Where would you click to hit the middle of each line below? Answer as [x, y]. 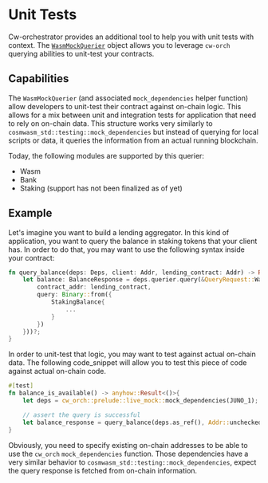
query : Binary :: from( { [75, 295]
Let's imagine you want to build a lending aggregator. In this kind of [119, 232]
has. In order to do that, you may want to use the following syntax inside [126, 249]
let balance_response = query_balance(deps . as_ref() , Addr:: [126, 422]
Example [30, 213]
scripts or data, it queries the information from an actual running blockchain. [133, 140]
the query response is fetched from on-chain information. [103, 470]
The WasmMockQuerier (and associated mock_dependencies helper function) [128, 98]
